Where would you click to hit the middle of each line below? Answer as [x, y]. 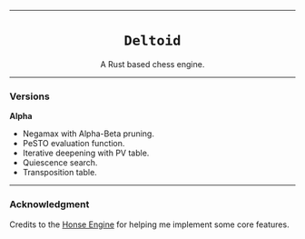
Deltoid [152, 41]
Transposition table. [59, 173]
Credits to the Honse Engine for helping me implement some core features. [149, 224]
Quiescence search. [60, 163]
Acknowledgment [49, 204]
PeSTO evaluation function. [74, 144]
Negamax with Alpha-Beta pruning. [88, 134]
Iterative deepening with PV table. [86, 153]
